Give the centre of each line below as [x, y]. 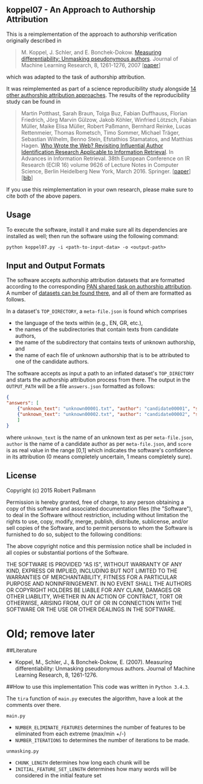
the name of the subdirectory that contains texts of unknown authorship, [105, 343]
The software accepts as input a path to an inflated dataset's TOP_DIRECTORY [100, 374]
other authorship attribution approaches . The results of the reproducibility [98, 95]
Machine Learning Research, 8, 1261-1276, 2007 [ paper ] [91, 65]
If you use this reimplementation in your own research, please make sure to [100, 189]
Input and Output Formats [56, 266]
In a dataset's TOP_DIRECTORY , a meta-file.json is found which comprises [97, 311]
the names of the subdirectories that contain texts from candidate [97, 329]
